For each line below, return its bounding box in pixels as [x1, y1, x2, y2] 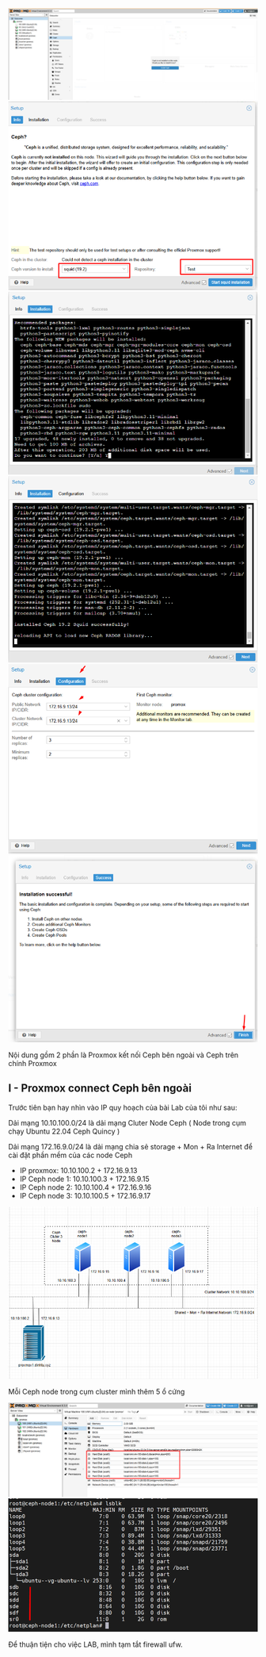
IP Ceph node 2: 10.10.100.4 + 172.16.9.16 [19, 1182, 152, 1192]
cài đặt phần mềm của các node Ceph [8, 1150, 133, 1160]
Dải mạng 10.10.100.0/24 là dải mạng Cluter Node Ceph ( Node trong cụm [8, 1118, 247, 1127]
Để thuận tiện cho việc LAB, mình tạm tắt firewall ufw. [8, 1640, 184, 1649]
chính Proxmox [8, 1058, 57, 1068]
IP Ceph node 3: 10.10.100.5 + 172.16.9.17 [19, 1191, 151, 1200]
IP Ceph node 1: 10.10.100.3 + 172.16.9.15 [19, 1174, 150, 1183]
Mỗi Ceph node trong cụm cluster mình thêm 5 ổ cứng [8, 1387, 185, 1396]
